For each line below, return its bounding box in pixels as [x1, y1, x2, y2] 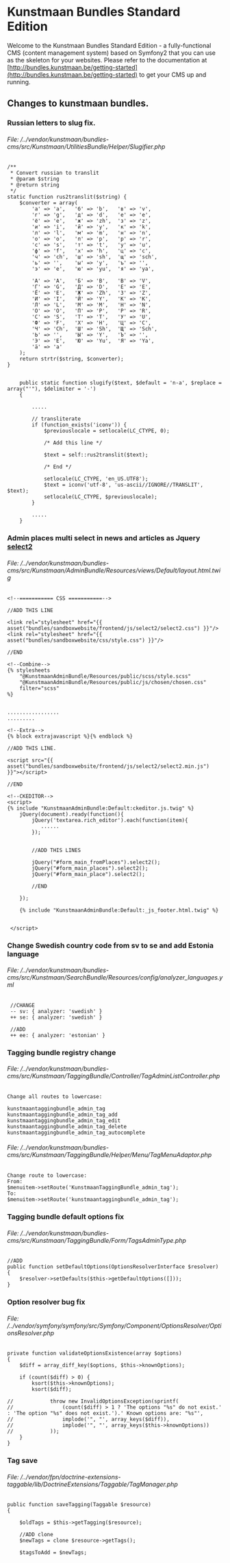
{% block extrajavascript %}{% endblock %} [7, 733, 133, 740]
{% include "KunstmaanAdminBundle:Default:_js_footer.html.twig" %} [19, 906, 219, 914]
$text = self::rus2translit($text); [43, 452, 149, 459]
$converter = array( [19, 199, 78, 206]
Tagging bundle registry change [7, 1047, 116, 1057]
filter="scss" [19, 685, 60, 692]
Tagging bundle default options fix [7, 1211, 125, 1221]
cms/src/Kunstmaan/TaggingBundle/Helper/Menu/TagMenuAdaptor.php [7, 1151, 212, 1159]
